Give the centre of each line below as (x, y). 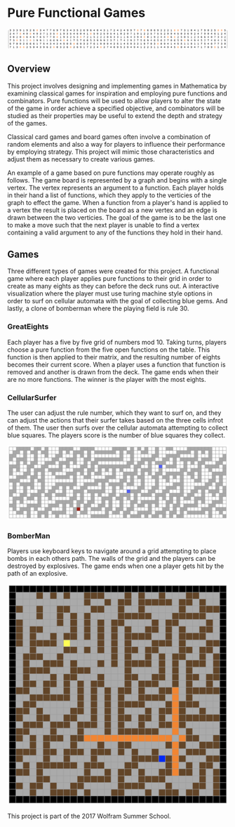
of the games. (27, 123)
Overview (29, 69)
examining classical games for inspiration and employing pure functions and (117, 93)
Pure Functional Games (76, 13)
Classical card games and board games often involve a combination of (109, 137)
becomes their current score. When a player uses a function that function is (116, 364)
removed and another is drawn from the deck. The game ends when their (113, 372)
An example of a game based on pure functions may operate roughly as (111, 173)
